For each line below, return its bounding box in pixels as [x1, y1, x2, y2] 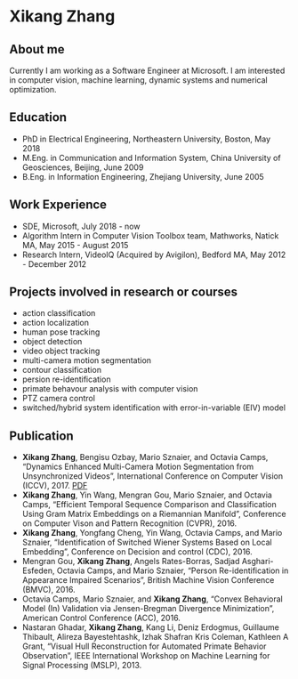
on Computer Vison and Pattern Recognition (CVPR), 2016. [21, 518, 238, 529]
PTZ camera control [21, 393, 96, 404]
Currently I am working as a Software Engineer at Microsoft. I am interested [9, 65, 286, 76]
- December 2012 [21, 258, 87, 269]
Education [9, 109, 68, 125]
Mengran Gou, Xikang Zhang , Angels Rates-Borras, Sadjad [21, 556, 240, 567]
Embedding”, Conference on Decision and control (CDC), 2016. [21, 546, 254, 557]
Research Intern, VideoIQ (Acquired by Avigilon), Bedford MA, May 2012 [21, 249, 286, 260]
